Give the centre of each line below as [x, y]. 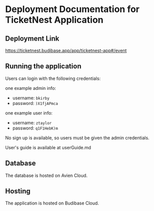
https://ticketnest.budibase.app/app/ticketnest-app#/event [66, 50]
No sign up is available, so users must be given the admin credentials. [77, 138]
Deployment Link [32, 38]
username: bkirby [31, 98]
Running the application [43, 66]
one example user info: [29, 113]
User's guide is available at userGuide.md [48, 147]
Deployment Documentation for [72, 9]
